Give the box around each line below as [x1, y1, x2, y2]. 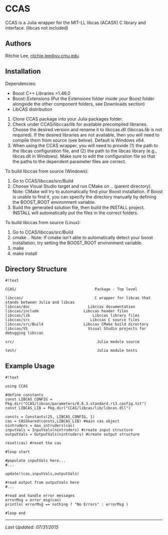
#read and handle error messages [5, 493, 75, 498]
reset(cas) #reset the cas [5, 441, 61, 446]
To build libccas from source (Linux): [5, 219, 81, 225]
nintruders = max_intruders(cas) [5, 423, 75, 428]
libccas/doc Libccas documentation [5, 304, 135, 309]
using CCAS [5, 384, 28, 389]
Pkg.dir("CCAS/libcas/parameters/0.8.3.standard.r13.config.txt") [5, 401, 146, 406]
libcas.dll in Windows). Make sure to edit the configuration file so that [12, 153, 155, 159]
